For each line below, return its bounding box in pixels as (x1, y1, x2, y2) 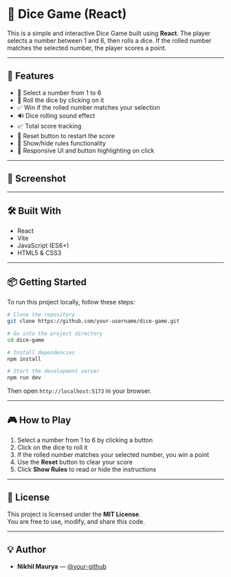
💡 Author (7, 544, 47, 556)
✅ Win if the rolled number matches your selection (16, 103, 160, 111)
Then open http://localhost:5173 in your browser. (7, 387, 152, 395)
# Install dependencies (7, 349, 76, 356)
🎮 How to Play (7, 414, 71, 426)
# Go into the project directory (7, 330, 103, 337)
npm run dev (7, 374, 41, 382)
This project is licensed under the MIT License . (7, 510, 141, 518)
